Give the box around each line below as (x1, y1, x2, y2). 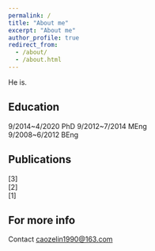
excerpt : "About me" (8, 26, 77, 34)
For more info (8, 213, 76, 226)
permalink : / (8, 11, 51, 20)
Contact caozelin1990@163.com (8, 234, 113, 244)
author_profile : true (8, 33, 80, 42)
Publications (8, 153, 72, 166)
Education (8, 101, 60, 114)
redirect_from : (8, 41, 59, 49)
